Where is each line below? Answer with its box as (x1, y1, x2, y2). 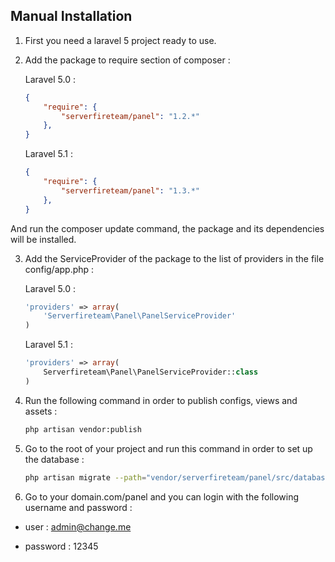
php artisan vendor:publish (24, 424, 142, 434)
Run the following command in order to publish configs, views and (24, 394, 298, 406)
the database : (24, 453, 85, 465)
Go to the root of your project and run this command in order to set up (24, 442, 313, 454)
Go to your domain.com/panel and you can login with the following (24, 490, 300, 503)
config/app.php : (24, 263, 95, 275)
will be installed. (10, 233, 77, 245)
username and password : (24, 501, 133, 513)
